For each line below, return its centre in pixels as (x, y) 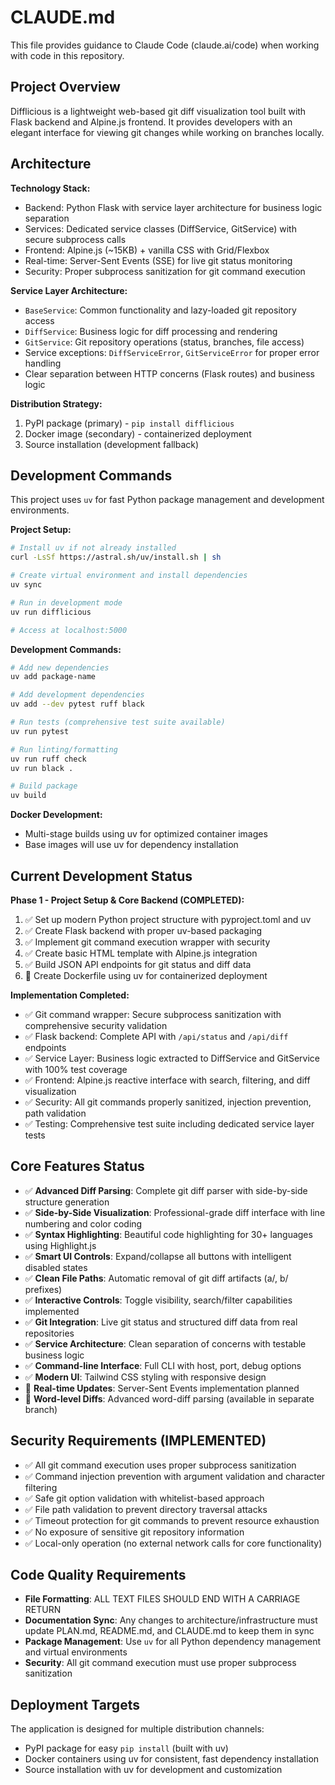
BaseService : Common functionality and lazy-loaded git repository (160, 310)
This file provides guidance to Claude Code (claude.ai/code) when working (165, 45)
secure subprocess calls (75, 239)
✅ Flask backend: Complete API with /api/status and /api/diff (156, 1036)
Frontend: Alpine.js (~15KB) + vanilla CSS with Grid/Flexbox (147, 250)
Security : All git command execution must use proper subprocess (160, 1663)
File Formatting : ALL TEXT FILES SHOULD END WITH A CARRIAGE (162, 1599)
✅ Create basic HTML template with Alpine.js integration (141, 953)
